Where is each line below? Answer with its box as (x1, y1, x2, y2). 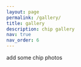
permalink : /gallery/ (6, 15, 62, 21)
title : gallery (6, 20, 45, 26)
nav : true (6, 32, 32, 38)
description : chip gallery (6, 26, 75, 32)
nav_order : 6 (6, 37, 40, 43)
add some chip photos (6, 54, 63, 61)
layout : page (6, 9, 40, 15)
